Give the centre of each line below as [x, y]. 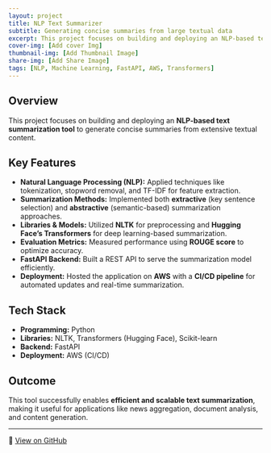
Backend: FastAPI [50, 347]
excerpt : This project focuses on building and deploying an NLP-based [131, 38]
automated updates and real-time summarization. [102, 285]
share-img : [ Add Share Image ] [59, 61]
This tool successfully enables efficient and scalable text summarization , [132, 400]
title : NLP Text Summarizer [56, 23]
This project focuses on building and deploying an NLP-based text [119, 120]
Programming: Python [57, 330]
